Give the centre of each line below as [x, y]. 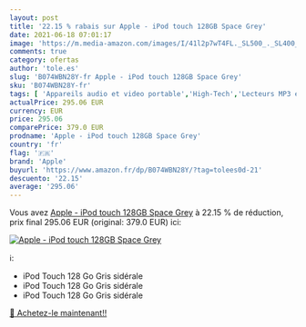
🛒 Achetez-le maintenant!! [58, 313]
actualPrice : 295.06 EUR [56, 102]
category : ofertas [44, 60]
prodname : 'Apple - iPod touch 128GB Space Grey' [106, 136]
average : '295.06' [44, 187]
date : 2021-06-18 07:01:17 [61, 35]
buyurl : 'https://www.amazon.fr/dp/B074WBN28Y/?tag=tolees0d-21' [136, 170]
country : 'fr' [36, 144]
